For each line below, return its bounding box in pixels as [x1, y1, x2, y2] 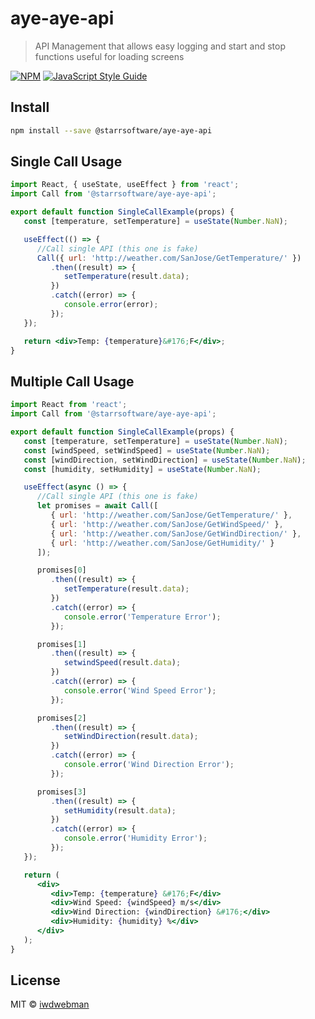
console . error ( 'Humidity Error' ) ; [63, 833, 208, 844]
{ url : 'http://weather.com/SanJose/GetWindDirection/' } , [50, 528, 302, 539]
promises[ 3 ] [36, 787, 87, 797]
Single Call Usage [10, 153, 123, 171]
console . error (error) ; [63, 300, 159, 310]
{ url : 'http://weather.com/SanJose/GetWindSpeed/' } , [50, 519, 284, 529]
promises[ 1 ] [36, 639, 87, 649]
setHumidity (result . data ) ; [63, 805, 177, 816]
